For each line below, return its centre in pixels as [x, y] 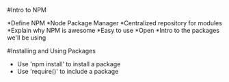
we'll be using [27, 38]
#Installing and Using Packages [51, 51]
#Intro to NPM [27, 10]
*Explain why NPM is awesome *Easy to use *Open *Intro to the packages [113, 30]
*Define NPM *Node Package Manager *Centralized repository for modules [114, 23]
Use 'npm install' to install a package [69, 64]
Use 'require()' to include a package [68, 71]
